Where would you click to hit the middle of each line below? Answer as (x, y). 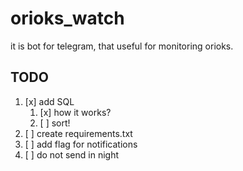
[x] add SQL (49, 101)
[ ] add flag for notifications (81, 144)
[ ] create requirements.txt (78, 133)
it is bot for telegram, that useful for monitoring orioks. (122, 46)
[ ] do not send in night (72, 154)
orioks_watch (67, 18)
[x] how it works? (75, 112)
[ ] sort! (55, 123)
